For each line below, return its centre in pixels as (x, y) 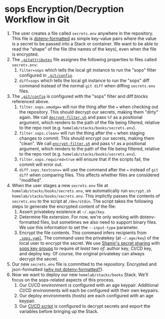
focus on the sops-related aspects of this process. (63, 279)
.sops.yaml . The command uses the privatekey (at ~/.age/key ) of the (89, 238)
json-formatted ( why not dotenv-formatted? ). (58, 269)
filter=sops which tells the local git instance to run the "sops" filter (88, 70)
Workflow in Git (37, 20)
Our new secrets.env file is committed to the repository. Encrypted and (84, 264)
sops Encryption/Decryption (64, 9)
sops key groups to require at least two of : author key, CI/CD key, (86, 248)
